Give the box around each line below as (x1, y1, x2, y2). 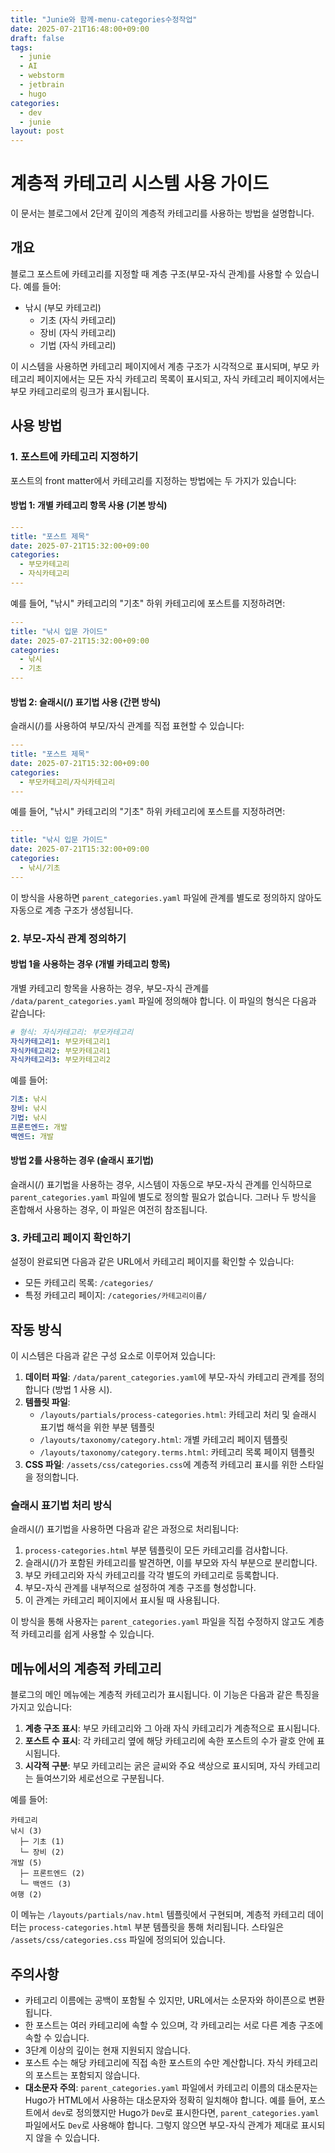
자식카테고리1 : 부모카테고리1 (10, 1036, 111, 1046)
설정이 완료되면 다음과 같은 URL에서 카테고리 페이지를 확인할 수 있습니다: (10, 1256, 295, 1268)
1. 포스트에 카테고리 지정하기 (10, 450, 139, 464)
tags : (10, 42, 33, 53)
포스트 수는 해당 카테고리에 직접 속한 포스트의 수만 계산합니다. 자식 (24, 2056, 284, 2068)
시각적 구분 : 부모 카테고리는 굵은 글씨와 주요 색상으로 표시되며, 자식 (24, 1760, 287, 1772)
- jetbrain (19, 80, 65, 90)
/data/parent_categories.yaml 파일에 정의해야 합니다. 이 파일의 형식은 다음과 (10, 994, 317, 1006)
